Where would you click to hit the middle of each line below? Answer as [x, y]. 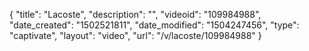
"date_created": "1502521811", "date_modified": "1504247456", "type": [154, 25]
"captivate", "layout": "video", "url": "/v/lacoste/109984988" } [135, 35]
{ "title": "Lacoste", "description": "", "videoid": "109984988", [135, 14]
